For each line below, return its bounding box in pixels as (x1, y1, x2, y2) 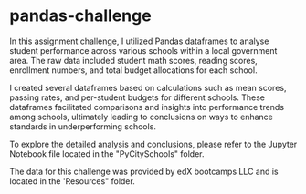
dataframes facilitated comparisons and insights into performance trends (9, 101, 285, 112)
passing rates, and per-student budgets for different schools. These (9, 92, 266, 103)
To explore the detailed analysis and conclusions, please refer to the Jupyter (9, 138, 298, 149)
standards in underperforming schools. (9, 120, 157, 132)
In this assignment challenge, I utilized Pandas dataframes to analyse (9, 36, 269, 46)
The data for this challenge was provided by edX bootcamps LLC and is (9, 166, 279, 177)
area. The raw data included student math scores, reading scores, (9, 55, 258, 66)
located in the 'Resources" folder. (9, 175, 135, 187)
